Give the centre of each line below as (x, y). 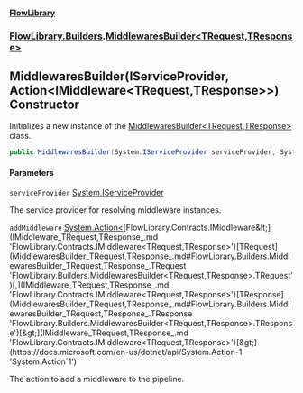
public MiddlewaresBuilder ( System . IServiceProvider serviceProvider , (143, 152)
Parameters (32, 172)
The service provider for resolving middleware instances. (115, 210)
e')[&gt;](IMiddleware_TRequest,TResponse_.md (99, 333)
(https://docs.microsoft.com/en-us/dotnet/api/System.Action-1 (126, 352)
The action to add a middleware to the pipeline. (97, 379)
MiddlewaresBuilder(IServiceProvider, (119, 76)
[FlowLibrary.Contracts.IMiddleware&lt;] (197, 228)
